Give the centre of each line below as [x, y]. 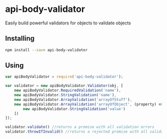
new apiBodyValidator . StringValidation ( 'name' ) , [65, 95]
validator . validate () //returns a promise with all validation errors [80, 127]
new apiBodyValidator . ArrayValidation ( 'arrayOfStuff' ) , [73, 100]
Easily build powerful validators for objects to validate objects [68, 23]
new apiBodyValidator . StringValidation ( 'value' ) [74, 109]
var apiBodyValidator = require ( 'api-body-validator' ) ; [64, 77]
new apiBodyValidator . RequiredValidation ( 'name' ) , [68, 90]
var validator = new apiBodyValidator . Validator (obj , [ [64, 86]
